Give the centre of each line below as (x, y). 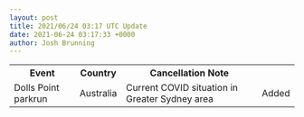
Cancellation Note (189, 73)
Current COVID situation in (181, 88)
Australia (99, 94)
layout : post (34, 18)
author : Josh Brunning (52, 43)
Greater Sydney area (170, 99)
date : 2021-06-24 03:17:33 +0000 (72, 34)
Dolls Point (37, 88)
